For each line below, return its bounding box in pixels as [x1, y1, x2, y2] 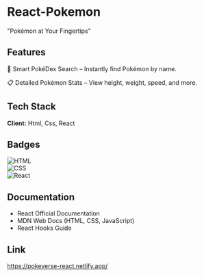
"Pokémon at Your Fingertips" [7, 27, 91, 35]
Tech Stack [7, 101, 56, 113]
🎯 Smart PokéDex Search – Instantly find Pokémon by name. [7, 64, 177, 72]
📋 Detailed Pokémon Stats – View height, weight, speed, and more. [7, 78, 197, 86]
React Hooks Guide [16, 224, 72, 233]
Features [7, 47, 46, 58]
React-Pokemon [7, 4, 101, 20]
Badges [7, 138, 40, 150]
